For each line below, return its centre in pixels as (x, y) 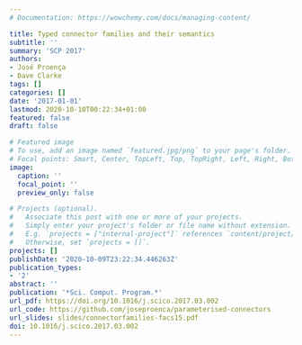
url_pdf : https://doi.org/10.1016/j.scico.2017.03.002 (114, 301)
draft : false (34, 126)
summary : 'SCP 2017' (48, 50)
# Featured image (42, 142)
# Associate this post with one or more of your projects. (126, 217)
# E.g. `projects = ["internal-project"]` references (116, 234)
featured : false (40, 118)
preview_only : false (56, 193)
